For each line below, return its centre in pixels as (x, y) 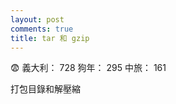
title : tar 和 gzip (50, 38)
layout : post (37, 19)
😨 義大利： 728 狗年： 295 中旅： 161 (88, 68)
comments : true (42, 29)
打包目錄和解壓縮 (45, 89)
